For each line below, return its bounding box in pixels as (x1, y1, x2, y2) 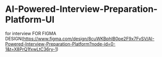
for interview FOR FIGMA (5, 30, 56, 36)
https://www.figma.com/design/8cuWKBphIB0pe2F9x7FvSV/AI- (23, 36, 155, 42)
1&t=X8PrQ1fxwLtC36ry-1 (5, 46, 57, 52)
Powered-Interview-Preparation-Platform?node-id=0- (5, 41, 116, 47)
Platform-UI (5, 14, 55, 25)
